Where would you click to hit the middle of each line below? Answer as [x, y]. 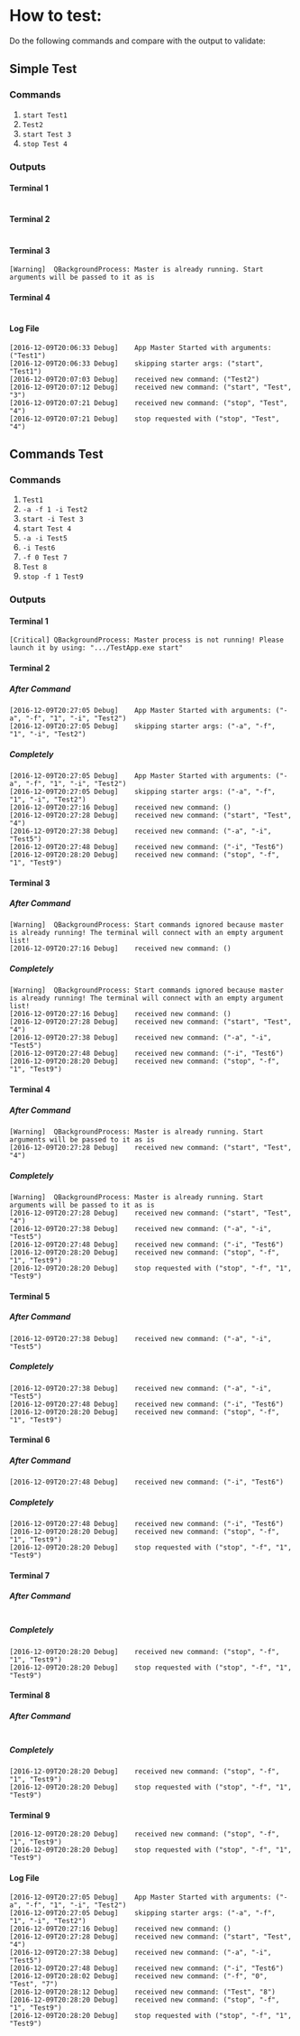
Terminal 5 [30, 1296]
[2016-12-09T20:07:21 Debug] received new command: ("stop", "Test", [149, 403]
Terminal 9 [30, 1815]
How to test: [55, 16]
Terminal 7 [30, 1575]
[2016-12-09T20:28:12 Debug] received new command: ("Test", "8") [143, 1992]
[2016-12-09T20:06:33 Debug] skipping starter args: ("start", [136, 363]
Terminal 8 [30, 1695]
